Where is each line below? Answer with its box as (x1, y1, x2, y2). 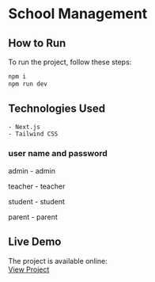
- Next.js (8, 123, 41, 131)
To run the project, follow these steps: (8, 57, 132, 67)
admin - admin (8, 166, 56, 175)
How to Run (8, 36, 66, 50)
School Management (8, 5, 148, 23)
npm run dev (8, 80, 47, 88)
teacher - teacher (8, 181, 66, 191)
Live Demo (8, 235, 62, 249)
